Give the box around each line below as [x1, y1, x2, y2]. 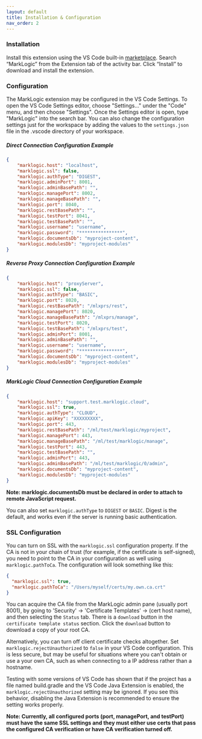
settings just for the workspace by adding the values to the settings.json [6, 121, 189, 128]
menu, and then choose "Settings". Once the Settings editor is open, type [6, 108, 189, 116]
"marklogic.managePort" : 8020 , [17, 309, 96, 315]
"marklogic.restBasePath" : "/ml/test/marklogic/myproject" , [17, 427, 171, 433]
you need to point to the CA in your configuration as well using [6, 555, 162, 562]
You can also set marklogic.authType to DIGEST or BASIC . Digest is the [6, 506, 177, 514]
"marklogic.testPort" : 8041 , [17, 213, 90, 219]
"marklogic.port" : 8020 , [17, 298, 80, 304]
